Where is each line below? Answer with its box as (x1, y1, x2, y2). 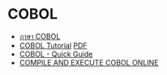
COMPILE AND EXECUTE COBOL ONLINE (19, 57, 159, 67)
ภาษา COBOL (19, 31, 61, 41)
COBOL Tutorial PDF (19, 40, 88, 50)
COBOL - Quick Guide (19, 49, 93, 59)
